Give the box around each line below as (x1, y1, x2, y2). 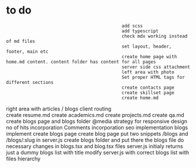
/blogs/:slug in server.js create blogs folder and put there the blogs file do (6, 136, 184, 143)
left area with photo (121, 69, 175, 75)
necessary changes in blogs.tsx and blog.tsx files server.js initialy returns (6, 142, 184, 150)
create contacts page (121, 85, 175, 90)
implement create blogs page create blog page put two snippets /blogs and (6, 130, 188, 137)
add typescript (121, 28, 159, 34)
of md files (6, 38, 35, 44)
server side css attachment (121, 64, 191, 70)
